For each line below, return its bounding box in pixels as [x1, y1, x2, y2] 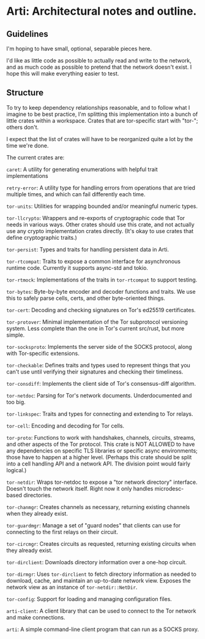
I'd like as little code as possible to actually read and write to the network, [6, 57, 192, 64]
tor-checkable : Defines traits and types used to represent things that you [6, 361, 191, 369]
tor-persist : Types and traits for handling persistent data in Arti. [6, 245, 170, 253]
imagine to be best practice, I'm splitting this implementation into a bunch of [6, 110, 198, 118]
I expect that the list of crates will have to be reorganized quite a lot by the [6, 135, 193, 142]
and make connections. [6, 613, 65, 621]
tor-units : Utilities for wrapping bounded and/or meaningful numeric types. [6, 202, 198, 210]
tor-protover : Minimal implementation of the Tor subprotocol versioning [6, 318, 188, 326]
